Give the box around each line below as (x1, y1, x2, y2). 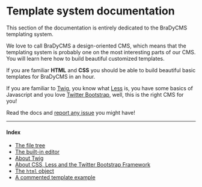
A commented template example (14, 174, 96, 181)
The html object (14, 167, 54, 175)
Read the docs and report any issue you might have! (6, 109, 135, 116)
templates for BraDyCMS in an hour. (6, 73, 96, 80)
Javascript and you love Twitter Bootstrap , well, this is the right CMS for (6, 91, 184, 98)
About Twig (14, 155, 44, 162)
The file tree (14, 142, 46, 149)
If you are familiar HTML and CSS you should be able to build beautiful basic (6, 66, 196, 73)
